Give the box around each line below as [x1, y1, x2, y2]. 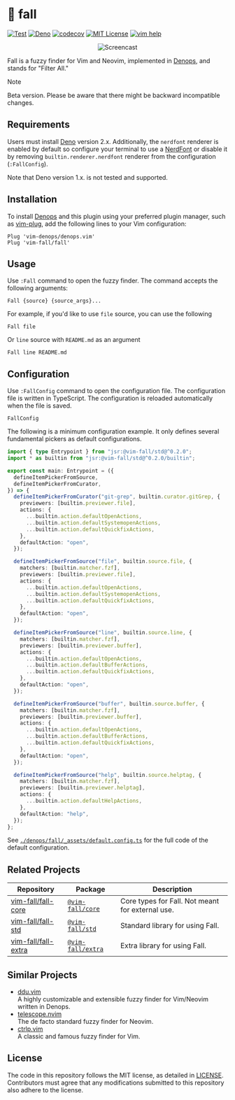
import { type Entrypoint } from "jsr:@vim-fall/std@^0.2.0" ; [7, 448, 192, 455]
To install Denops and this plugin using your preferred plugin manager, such [7, 212, 226, 220]
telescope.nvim [17, 1010, 62, 1018]
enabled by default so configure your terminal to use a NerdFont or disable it [7, 145, 228, 153]
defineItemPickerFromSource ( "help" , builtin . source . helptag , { [13, 771, 201, 778]
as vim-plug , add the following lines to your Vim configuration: [7, 220, 187, 228]
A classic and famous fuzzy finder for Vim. [17, 1032, 141, 1041]
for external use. [120, 905, 174, 915]
